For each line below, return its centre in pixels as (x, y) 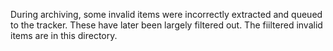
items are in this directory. (64, 35)
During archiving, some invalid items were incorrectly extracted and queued (166, 14)
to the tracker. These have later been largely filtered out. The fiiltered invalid (166, 25)
